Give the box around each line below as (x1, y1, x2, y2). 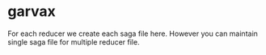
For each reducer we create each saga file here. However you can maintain (7, 29, 258, 38)
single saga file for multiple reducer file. (7, 37, 140, 46)
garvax (7, 2, 56, 21)
